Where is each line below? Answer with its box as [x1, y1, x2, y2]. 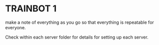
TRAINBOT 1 [5, 3, 56, 14]
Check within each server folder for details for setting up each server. [5, 34, 148, 40]
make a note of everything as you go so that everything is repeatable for [5, 19, 154, 25]
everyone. [5, 24, 26, 30]
